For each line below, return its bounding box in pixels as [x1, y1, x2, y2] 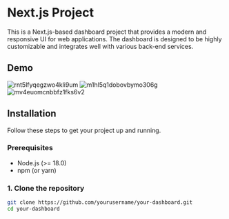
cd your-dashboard [7, 205, 60, 213]
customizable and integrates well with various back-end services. [7, 42, 194, 50]
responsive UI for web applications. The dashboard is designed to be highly [7, 34, 222, 43]
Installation [7, 108, 57, 120]
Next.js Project [7, 5, 94, 21]
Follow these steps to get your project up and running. [7, 126, 161, 134]
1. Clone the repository [7, 183, 85, 193]
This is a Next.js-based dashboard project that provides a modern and [7, 28, 207, 36]
